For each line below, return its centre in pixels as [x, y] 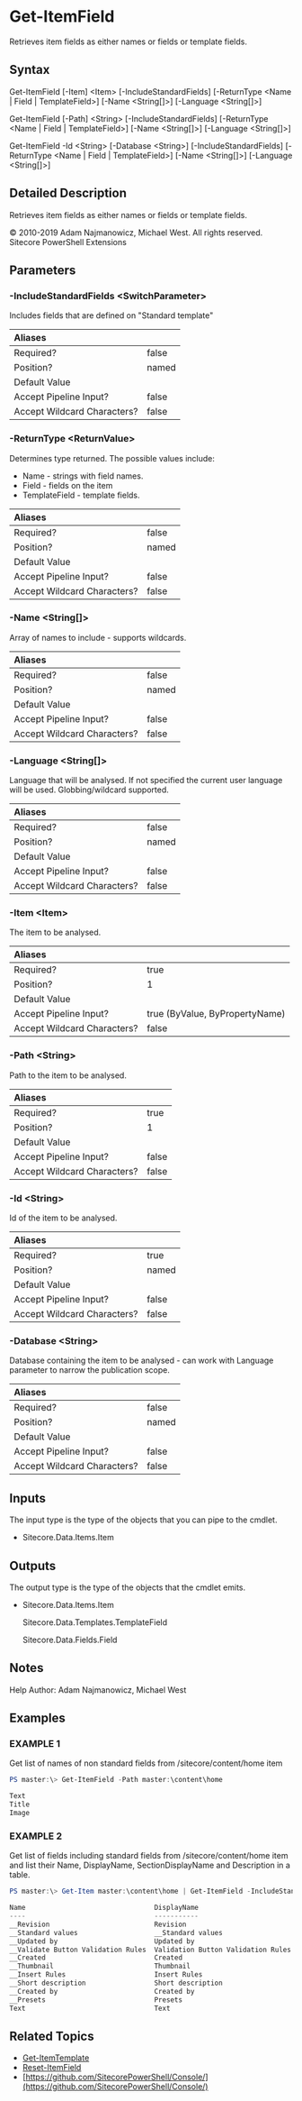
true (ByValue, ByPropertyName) [216, 1014]
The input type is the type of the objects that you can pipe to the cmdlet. [143, 1520]
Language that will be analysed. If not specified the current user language [146, 781]
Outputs [33, 1566]
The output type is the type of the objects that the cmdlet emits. [128, 1587]
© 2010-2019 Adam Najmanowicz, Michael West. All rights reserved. [136, 233]
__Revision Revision [98, 1924]
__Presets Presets [96, 2000]
